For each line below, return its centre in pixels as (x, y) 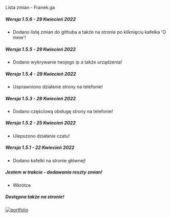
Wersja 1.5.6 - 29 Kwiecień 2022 (40, 19)
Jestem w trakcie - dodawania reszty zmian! (54, 172)
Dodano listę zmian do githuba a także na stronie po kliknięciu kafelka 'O (89, 32)
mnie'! (19, 37)
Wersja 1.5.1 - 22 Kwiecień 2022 (40, 147)
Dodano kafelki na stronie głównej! (49, 160)
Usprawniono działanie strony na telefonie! (58, 86)
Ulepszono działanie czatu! (41, 136)
